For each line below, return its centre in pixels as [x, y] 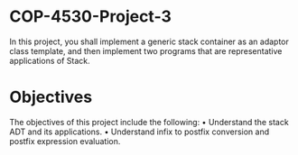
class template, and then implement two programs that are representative [146, 50]
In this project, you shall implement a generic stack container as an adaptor [149, 41]
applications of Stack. [50, 60]
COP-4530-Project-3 [90, 17]
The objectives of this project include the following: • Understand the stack [149, 122]
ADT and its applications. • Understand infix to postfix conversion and [140, 132]
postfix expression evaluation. [65, 141]
